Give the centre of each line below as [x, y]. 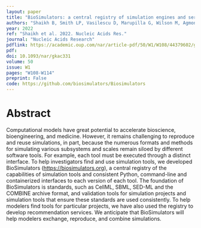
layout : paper [24, 12]
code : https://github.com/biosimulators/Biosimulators [76, 84]
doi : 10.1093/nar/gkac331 [38, 56]
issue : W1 [19, 67]
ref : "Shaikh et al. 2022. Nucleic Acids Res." [67, 34]
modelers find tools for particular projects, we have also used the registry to [100, 206]
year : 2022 [20, 28]
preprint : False [26, 78]
